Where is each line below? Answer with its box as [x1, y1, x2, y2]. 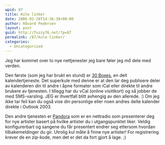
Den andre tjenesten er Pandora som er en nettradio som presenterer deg [5, 113, 155, 119]
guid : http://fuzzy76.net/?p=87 [5, 30, 71, 35]
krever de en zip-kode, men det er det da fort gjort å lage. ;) [5, 134, 127, 140]
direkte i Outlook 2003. [5, 104, 52, 109]
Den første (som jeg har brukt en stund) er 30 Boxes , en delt [5, 72, 128, 78]
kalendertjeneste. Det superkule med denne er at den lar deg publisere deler [5, 77, 161, 83]
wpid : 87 [5, 7, 23, 12]
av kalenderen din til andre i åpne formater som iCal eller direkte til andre [5, 82, 153, 89]
